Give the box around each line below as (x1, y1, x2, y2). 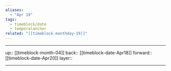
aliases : (5, 7, 24, 13)
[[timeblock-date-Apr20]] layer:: (5, 55, 73, 61)
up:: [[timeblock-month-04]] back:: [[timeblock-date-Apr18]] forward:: (5, 50, 152, 56)
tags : (5, 17, 17, 22)
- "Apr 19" (10, 12, 33, 17)
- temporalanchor (10, 26, 47, 31)
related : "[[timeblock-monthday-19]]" (5, 31, 88, 36)
